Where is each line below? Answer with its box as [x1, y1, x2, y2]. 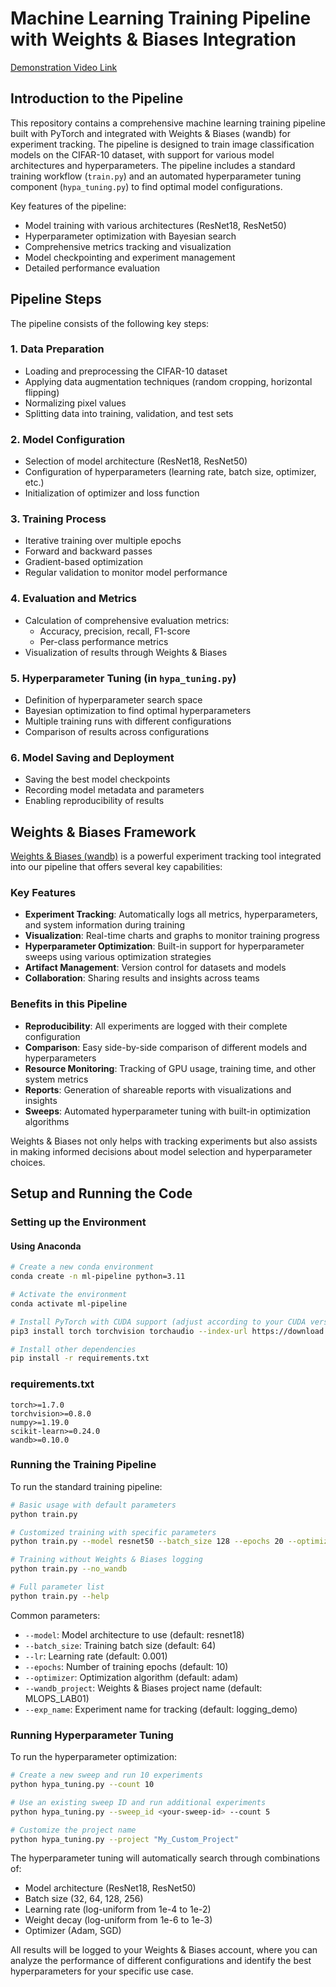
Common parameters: [10, 1609, 101, 1621]
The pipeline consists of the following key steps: [10, 317, 210, 329]
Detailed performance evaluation [24, 262, 161, 274]
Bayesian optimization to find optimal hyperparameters [24, 705, 252, 717]
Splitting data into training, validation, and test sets [24, 407, 234, 419]
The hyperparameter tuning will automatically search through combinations [10, 1852, 321, 1864]
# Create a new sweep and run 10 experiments [10, 1770, 203, 1781]
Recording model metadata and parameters [24, 784, 205, 796]
